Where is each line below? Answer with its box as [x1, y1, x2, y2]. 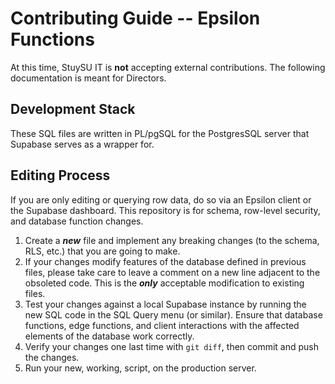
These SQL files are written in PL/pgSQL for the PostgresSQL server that [10, 127, 310, 139]
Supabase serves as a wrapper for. [10, 138, 155, 150]
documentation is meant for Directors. [10, 72, 167, 84]
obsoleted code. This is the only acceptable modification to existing [24, 277, 305, 289]
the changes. [24, 351, 80, 363]
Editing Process [10, 167, 111, 184]
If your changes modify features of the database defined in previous [24, 255, 307, 267]
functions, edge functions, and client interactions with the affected [24, 319, 300, 331]
